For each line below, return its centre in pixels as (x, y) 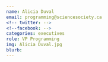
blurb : (14, 50)
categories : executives (36, 34)
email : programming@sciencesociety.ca (54, 17)
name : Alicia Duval (30, 12)
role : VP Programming (33, 39)
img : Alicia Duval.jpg (34, 45)
